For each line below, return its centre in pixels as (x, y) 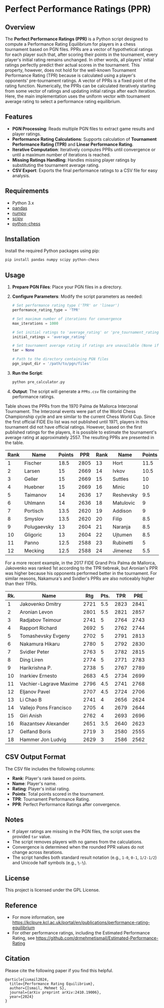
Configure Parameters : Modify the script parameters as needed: (77, 297)
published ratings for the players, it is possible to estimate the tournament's (81, 432)
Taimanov (35, 495)
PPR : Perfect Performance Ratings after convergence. (66, 804)
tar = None (23, 350)
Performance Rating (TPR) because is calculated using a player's (70, 75)
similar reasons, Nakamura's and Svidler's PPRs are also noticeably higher (80, 578)
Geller (31, 479)
